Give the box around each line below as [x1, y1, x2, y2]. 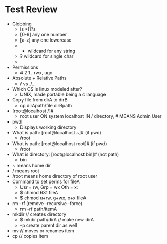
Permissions [12, 64, 39, 70]
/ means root [12, 168, 39, 174]
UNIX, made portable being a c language [19, 91, 106, 97]
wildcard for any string [27, 48, 75, 54]
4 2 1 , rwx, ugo [19, 69, 53, 75]
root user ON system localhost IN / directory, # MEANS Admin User [19, 113, 162, 119]
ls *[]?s [19, 26, 36, 32]
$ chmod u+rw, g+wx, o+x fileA [19, 195, 87, 201]
